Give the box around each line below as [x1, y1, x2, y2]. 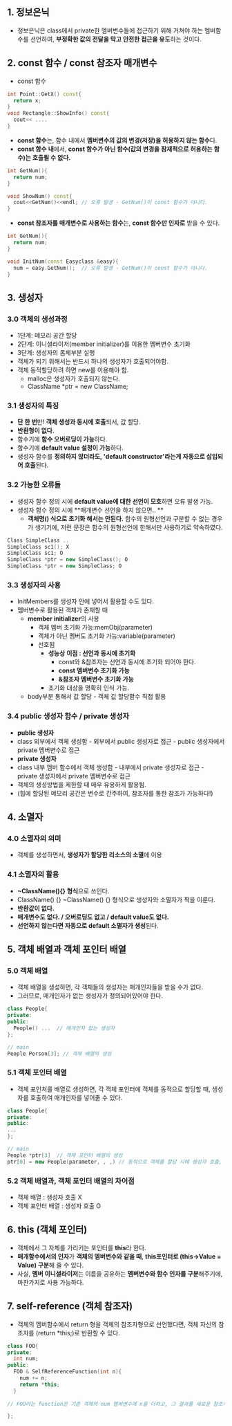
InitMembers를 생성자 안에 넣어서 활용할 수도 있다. [17, 597, 155, 605]
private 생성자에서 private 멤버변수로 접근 [17, 771, 131, 780]
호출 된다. [23, 461, 49, 469]
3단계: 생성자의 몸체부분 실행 [17, 349, 95, 357]
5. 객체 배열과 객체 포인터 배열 [7, 944, 126, 955]
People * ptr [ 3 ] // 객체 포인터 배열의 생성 [7, 1151, 123, 1159]
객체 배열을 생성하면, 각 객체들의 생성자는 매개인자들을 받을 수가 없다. [17, 983, 204, 991]
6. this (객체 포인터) [7, 1224, 88, 1236]
